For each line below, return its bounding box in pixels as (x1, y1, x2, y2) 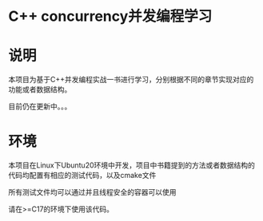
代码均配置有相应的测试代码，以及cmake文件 (8, 171, 157, 180)
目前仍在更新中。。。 (8, 101, 72, 112)
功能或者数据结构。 (8, 85, 72, 94)
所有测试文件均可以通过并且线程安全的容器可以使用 (8, 187, 177, 197)
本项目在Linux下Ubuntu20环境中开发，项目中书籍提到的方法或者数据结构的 (8, 160, 256, 170)
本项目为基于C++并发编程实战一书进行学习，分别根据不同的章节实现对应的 (8, 75, 254, 85)
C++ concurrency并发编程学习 (8, 7, 213, 26)
